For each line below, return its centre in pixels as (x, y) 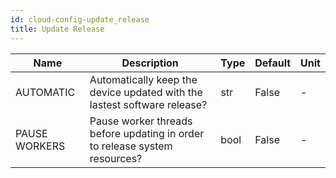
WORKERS (40, 146)
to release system (131, 146)
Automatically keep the (143, 79)
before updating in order (147, 133)
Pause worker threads (141, 121)
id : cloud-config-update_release (80, 19)
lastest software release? (148, 104)
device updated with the (146, 92)
